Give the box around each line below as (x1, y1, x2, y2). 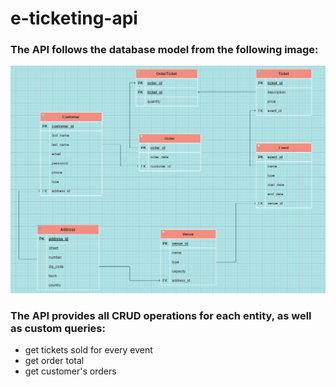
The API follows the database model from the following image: (10, 43, 319, 57)
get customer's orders (24, 365, 117, 377)
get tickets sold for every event (24, 344, 153, 356)
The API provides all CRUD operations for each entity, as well (10, 308, 312, 322)
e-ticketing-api (10, 7, 138, 30)
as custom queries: (10, 321, 106, 335)
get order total (24, 355, 85, 367)
